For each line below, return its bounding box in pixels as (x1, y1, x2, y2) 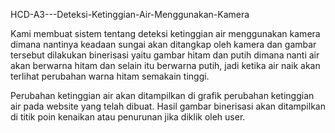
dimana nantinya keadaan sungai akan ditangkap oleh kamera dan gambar (10, 39, 317, 50)
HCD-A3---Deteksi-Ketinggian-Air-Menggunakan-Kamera (10, 9, 250, 20)
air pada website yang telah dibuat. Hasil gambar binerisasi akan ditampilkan (10, 100, 326, 112)
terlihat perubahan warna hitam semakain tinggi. (10, 70, 210, 82)
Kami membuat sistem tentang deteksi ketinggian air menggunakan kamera (10, 28, 321, 39)
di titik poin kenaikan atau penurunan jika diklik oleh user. (10, 111, 246, 123)
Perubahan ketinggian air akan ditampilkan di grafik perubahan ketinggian (10, 90, 315, 101)
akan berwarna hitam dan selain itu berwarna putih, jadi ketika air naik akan (10, 60, 321, 71)
